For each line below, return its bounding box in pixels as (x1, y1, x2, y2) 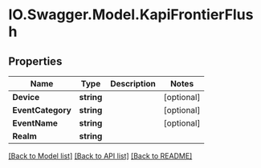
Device (12, 92, 40, 102)
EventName (12, 118, 59, 129)
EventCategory (12, 105, 72, 115)
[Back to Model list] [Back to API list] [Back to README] (8, 151, 193, 161)
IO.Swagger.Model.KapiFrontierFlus (8, 6, 254, 24)
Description (109, 78, 157, 89)
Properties (8, 54, 63, 68)
